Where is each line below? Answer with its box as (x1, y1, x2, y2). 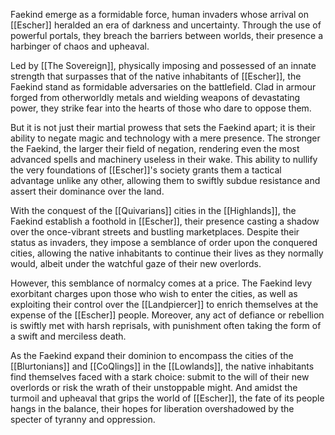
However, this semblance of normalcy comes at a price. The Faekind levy (10, 277, 313, 289)
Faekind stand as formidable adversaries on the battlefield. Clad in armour (10, 81, 317, 93)
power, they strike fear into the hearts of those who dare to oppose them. (10, 102, 312, 114)
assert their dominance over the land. (10, 185, 165, 197)
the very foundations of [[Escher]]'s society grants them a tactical (10, 164, 282, 176)
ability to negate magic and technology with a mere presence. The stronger (10, 132, 321, 144)
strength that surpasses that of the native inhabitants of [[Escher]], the (10, 70, 302, 82)
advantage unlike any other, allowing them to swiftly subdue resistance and (10, 175, 321, 186)
